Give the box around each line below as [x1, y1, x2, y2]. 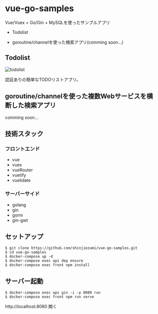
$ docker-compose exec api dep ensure [5, 258, 83, 264]
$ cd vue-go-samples [5, 250, 47, 255]
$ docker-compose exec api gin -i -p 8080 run [5, 290, 101, 295]
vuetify [12, 172, 27, 178]
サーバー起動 [5, 277, 44, 285]
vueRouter [12, 167, 33, 173]
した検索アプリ [11, 101, 56, 110]
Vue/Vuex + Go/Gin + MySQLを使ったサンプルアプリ [5, 19, 111, 25]
